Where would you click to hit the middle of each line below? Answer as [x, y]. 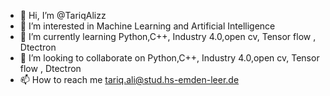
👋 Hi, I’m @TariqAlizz [63, 15]
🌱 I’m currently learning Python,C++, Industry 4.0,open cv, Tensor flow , [168, 36]
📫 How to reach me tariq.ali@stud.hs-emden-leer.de [129, 79]
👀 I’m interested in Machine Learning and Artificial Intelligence [147, 26]
